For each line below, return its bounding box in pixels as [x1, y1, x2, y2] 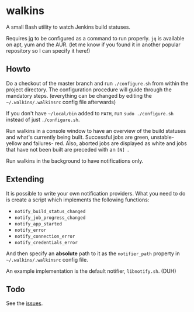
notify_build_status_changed [14, 208, 86, 214]
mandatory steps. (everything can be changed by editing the [6, 92, 152, 99]
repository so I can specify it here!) [6, 47, 91, 54]
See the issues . [6, 300, 43, 307]
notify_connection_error [14, 233, 75, 239]
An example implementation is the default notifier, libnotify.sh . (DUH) [6, 268, 176, 275]
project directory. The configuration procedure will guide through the [6, 86, 172, 93]
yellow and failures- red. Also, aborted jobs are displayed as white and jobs [6, 139, 187, 147]
